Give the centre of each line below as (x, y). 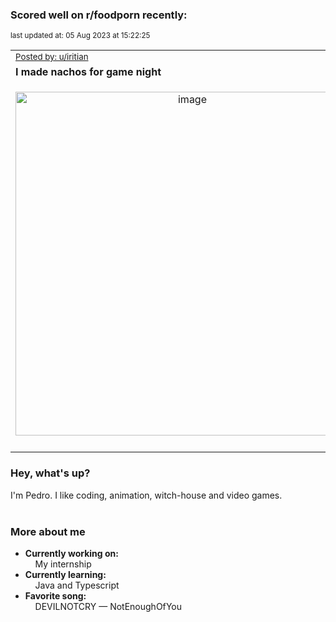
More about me (48, 531)
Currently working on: (71, 553)
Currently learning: (65, 574)
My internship (63, 564)
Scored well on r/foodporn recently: (99, 15)
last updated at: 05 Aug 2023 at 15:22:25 (80, 36)
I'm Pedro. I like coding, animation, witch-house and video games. (146, 495)
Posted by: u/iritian (52, 57)
